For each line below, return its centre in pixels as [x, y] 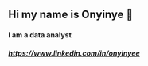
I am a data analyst [40, 35]
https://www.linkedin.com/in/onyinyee [74, 53]
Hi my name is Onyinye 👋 [71, 15]
